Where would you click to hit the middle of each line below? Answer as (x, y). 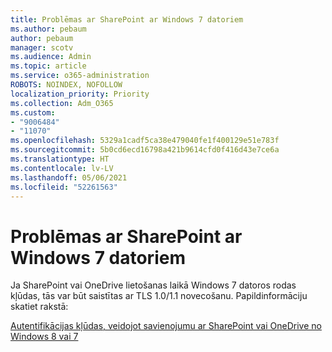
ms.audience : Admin (51, 57)
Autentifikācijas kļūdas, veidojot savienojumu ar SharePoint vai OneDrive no (166, 326)
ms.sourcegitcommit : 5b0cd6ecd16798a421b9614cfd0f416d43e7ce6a (145, 150)
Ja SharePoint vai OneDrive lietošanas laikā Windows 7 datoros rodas (153, 285)
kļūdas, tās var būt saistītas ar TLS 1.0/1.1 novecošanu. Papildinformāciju (159, 296)
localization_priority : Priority (80, 94)
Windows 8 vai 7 (44, 337)
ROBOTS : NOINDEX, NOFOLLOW (66, 85)
